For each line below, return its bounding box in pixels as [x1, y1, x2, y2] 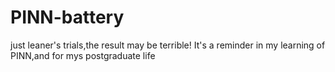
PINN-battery [10, 6, 125, 29]
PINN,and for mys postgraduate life [10, 49, 156, 61]
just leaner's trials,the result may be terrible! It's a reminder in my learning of [10, 39, 326, 51]
